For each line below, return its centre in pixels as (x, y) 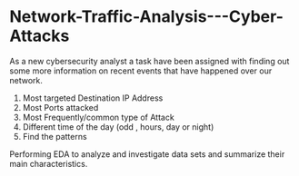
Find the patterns (55, 136)
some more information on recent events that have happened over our (141, 71)
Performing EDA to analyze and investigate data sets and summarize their (147, 154)
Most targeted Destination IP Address (93, 98)
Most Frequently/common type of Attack (98, 117)
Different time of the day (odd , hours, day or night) (118, 127)
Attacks (40, 36)
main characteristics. (49, 163)
